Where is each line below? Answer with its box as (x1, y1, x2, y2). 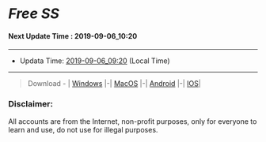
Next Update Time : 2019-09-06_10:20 (8, 31, 138, 40)
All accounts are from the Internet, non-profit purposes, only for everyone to (8, 116, 257, 126)
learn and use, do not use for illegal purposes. (8, 125, 158, 134)
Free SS (8, 5, 59, 23)
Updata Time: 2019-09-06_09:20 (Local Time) (19, 56, 170, 65)
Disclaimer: (8, 99, 54, 110)
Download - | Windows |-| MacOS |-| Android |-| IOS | (27, 79, 202, 88)
